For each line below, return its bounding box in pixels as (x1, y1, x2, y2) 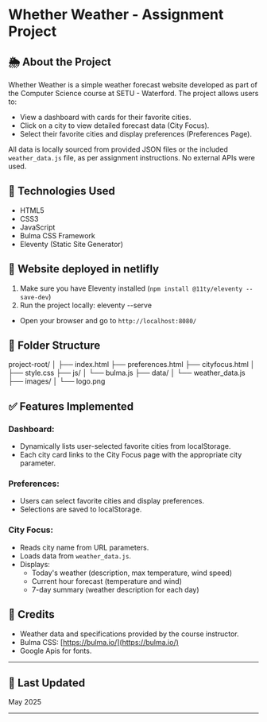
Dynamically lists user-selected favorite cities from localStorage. (19, 442, 231, 451)
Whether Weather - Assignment (8, 6, 224, 24)
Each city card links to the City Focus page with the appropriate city (19, 450, 242, 460)
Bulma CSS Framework (19, 230, 95, 240)
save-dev (19, 293, 49, 301)
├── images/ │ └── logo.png (8, 376, 106, 386)
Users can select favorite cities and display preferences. (19, 496, 205, 506)
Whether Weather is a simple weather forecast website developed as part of (8, 80, 258, 89)
